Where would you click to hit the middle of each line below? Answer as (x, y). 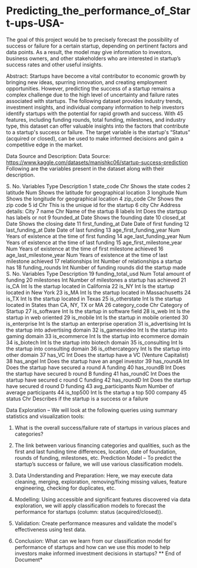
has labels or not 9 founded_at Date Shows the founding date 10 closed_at (96, 217)
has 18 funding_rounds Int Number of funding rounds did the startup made (96, 267)
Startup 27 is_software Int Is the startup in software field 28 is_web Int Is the (98, 311)
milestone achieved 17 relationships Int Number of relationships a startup (94, 261)
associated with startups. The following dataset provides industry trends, (95, 101)
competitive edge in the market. (45, 145)
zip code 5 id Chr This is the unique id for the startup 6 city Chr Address (94, 205)
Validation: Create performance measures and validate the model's (96, 523)
